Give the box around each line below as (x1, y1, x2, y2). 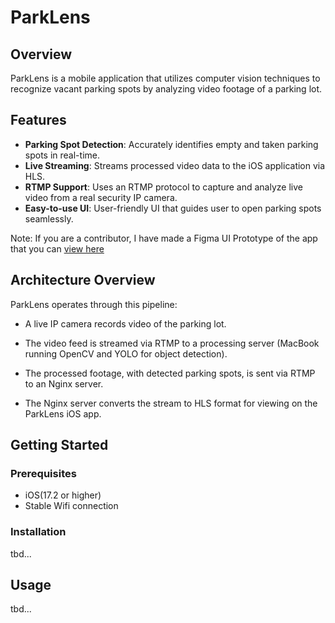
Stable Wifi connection (24, 500, 119, 512)
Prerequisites (10, 466, 77, 480)
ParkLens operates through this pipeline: (10, 298, 178, 310)
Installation (10, 525, 67, 539)
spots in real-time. (24, 149, 100, 161)
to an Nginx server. (24, 377, 104, 390)
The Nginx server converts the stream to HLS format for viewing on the (24, 397, 318, 409)
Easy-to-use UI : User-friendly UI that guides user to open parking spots (24, 202, 322, 214)
